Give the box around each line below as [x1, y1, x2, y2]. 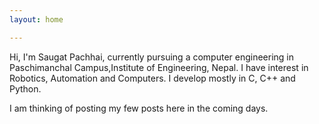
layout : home [9, 14, 64, 25]
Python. [9, 82, 42, 95]
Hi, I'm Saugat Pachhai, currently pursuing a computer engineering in [9, 51, 295, 63]
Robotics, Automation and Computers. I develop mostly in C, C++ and [9, 72, 296, 84]
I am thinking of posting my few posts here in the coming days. [9, 102, 269, 114]
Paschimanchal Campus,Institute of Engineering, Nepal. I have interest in [9, 61, 309, 73]
